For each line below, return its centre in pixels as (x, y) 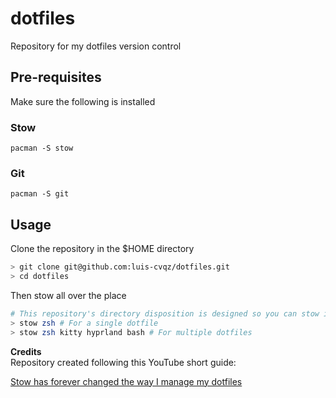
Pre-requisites (56, 77)
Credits (26, 351)
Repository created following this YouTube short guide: (123, 362)
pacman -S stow (42, 148)
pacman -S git (40, 194)
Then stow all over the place (68, 295)
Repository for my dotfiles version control (96, 46)
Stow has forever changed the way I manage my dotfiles (126, 381)
